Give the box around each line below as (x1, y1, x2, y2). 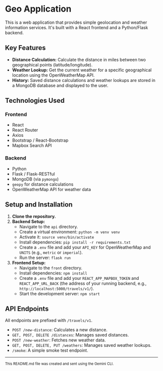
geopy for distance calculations (12, 181, 74, 187)
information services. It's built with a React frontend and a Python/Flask (5, 24, 148, 30)
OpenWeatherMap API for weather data (12, 186, 91, 192)
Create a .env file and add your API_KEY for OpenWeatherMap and (19, 244, 151, 250)
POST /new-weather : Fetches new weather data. (12, 337, 106, 343)
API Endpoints (5, 305, 49, 313)
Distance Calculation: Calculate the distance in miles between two (12, 57, 146, 63)
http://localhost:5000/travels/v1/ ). (19, 285, 94, 291)
